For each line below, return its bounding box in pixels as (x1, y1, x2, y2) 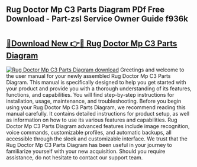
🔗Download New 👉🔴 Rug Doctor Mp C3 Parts (6, 38, 177, 48)
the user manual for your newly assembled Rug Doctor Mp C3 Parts (6, 73, 171, 79)
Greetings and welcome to (120, 66, 185, 73)
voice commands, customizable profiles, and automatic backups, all (6, 129, 172, 136)
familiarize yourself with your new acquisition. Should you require (6, 148, 166, 155)
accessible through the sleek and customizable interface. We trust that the (6, 135, 188, 142)
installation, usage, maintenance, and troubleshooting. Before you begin (6, 97, 182, 104)
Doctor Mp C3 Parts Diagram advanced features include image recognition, (6, 123, 190, 129)
